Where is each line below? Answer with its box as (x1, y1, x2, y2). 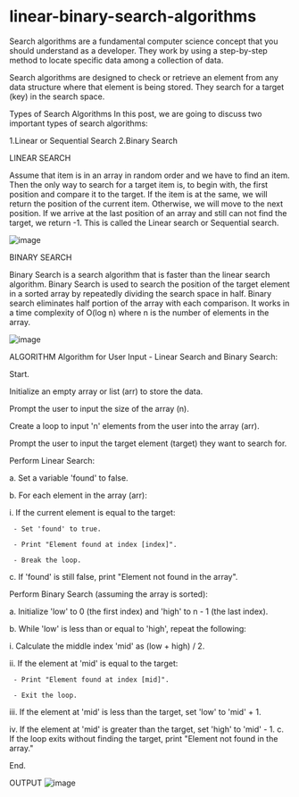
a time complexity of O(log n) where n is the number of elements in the (9, 306, 270, 318)
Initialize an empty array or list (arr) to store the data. (9, 386, 203, 397)
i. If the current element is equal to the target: (9, 507, 176, 517)
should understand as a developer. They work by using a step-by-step (9, 45, 268, 55)
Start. (9, 368, 29, 379)
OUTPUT (9, 777, 43, 788)
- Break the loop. (12, 556, 82, 565)
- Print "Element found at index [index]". (12, 540, 178, 549)
